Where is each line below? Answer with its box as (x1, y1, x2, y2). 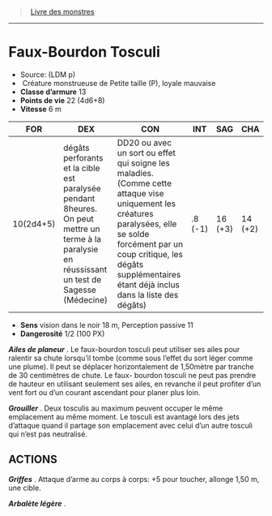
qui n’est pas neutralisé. (8, 429, 87, 439)
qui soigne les (117, 157, 170, 169)
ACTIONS (8, 453, 58, 467)
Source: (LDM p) (19, 69, 76, 80)
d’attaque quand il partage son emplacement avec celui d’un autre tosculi (8, 420, 253, 430)
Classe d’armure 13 (19, 87, 87, 97)
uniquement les (117, 198, 176, 209)
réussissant (63, 264, 108, 275)
